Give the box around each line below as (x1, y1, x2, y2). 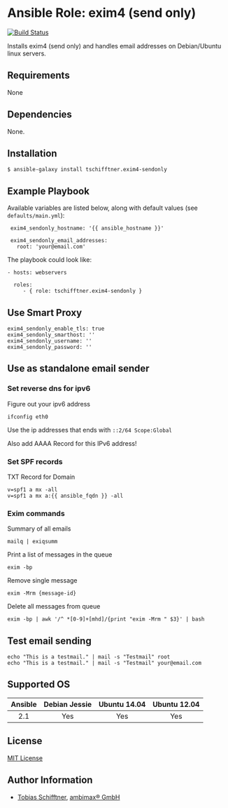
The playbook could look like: (7, 256, 92, 264)
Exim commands (7, 508, 65, 518)
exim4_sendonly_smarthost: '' (7, 331, 96, 338)
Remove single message (7, 576, 78, 585)
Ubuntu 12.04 (152, 699, 200, 709)
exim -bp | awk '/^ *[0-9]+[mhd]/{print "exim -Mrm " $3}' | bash (7, 616, 205, 623)
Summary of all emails (7, 524, 71, 533)
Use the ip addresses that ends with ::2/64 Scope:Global (7, 425, 173, 434)
